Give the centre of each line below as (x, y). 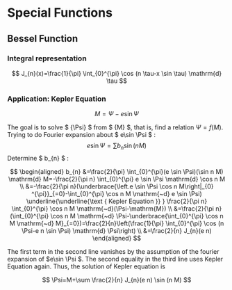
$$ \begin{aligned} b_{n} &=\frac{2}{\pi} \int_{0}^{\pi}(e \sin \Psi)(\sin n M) (117, 171)
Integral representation (47, 58)
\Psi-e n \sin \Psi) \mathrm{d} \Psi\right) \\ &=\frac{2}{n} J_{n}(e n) (117, 230)
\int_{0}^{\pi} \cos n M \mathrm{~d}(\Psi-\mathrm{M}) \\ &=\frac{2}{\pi (113, 208)
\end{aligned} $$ (117, 238)
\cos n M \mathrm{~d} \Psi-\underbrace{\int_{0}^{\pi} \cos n (137, 216)
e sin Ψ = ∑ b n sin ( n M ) (117, 146)
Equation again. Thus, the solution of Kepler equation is (86, 266)
